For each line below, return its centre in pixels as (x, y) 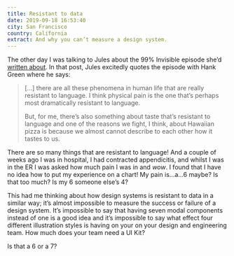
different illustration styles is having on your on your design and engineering (117, 225)
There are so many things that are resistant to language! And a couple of (112, 152)
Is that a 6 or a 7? (32, 246)
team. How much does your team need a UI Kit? (76, 233)
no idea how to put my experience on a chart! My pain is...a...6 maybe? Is (113, 175)
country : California (37, 33)
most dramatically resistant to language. (82, 103)
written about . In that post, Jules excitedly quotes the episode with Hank (112, 67)
